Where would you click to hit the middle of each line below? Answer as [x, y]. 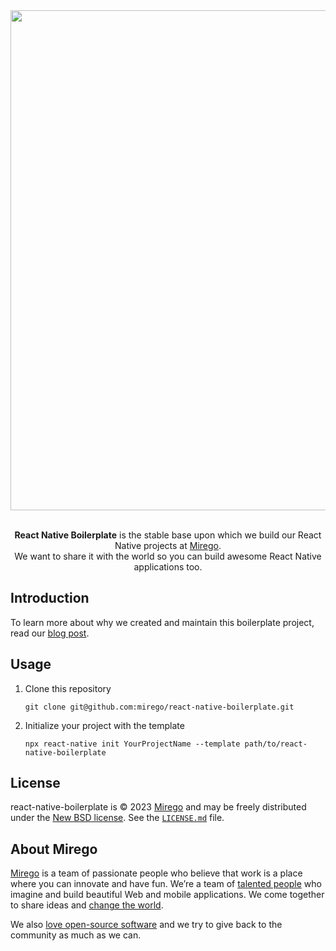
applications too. [168, 567]
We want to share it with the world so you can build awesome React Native [168, 556]
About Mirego [54, 849]
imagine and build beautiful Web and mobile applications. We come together [167, 895]
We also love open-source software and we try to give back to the [146, 925]
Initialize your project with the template [104, 725]
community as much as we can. [76, 935]
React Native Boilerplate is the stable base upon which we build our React [168, 535]
